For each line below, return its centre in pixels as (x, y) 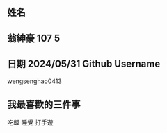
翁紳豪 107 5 (34, 38)
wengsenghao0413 (35, 81)
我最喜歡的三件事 (44, 104)
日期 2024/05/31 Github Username (84, 64)
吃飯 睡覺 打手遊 (30, 123)
